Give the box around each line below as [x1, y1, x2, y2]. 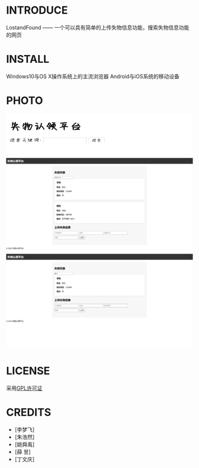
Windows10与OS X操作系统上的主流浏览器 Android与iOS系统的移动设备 [6, 72, 179, 80]
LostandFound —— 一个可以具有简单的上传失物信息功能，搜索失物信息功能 [6, 24, 190, 31]
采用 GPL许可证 [6, 384, 43, 392]
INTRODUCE [6, 4, 68, 17]
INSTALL [6, 53, 50, 66]
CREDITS [6, 405, 52, 419]
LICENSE [6, 364, 50, 377]
